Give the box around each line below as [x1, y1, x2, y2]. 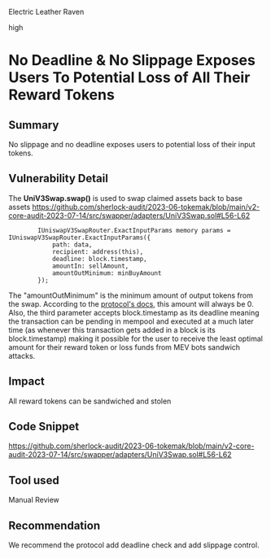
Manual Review [8, 495, 59, 505]
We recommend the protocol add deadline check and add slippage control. [8, 540, 260, 550]
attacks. [8, 351, 36, 360]
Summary [8, 118, 59, 132]
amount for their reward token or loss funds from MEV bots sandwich [8, 342, 241, 352]
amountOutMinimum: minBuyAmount [51, 268, 162, 277]
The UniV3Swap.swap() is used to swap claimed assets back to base [8, 193, 243, 203]
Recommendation [8, 518, 100, 532]
